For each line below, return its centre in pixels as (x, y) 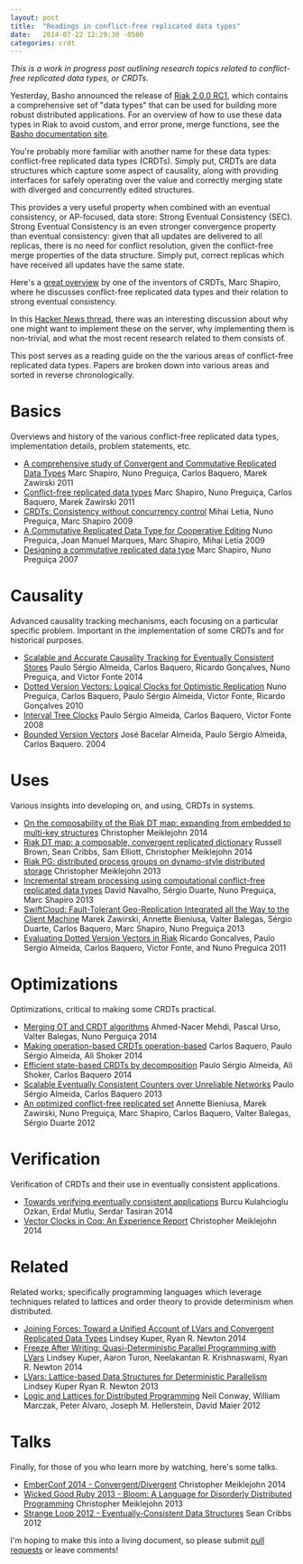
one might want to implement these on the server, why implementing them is (152, 329)
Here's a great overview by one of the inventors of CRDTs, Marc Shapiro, (146, 283)
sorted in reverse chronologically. (72, 375)
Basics (36, 411)
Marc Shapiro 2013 (58, 900)
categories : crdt (43, 43)
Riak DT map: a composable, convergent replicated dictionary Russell (152, 843)
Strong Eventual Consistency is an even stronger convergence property (143, 227)
